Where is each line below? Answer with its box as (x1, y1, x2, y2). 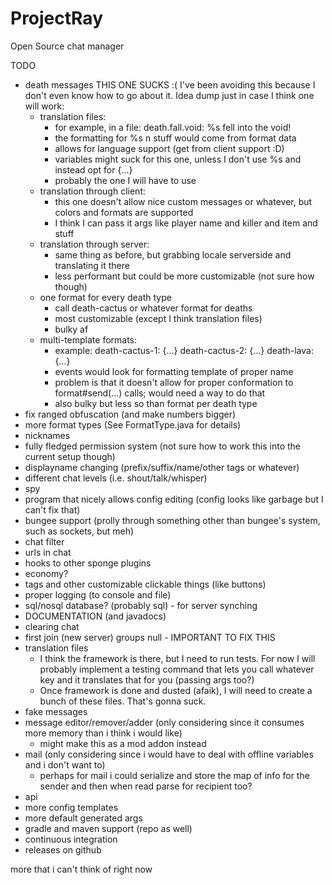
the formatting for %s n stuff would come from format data (54, 132, 297, 144)
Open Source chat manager (10, 40, 125, 52)
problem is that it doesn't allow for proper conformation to (54, 376, 294, 388)
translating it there (54, 259, 130, 271)
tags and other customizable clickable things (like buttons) (24, 578, 267, 590)
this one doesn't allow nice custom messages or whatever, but (54, 195, 313, 207)
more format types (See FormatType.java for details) (24, 418, 242, 431)
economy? (24, 567, 69, 579)
